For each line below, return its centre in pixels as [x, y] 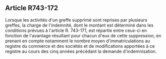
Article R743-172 [32, 8]
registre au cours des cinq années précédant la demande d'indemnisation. [81, 51]
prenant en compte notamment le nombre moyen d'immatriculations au [78, 41]
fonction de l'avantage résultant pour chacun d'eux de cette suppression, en [83, 35]
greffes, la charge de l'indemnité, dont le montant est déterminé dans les [79, 25]
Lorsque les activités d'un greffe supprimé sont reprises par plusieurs [76, 20]
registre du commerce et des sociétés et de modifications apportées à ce [80, 46]
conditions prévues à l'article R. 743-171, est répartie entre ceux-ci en [76, 30]
